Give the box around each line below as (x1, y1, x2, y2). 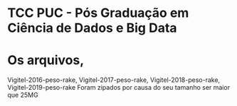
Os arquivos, (7, 52, 85, 69)
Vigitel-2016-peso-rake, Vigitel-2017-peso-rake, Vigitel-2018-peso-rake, (7, 76, 221, 84)
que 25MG (7, 90, 38, 100)
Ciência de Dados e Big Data (7, 20, 177, 36)
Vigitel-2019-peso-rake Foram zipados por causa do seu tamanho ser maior (7, 83, 230, 92)
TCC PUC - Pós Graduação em (7, 5, 189, 21)
